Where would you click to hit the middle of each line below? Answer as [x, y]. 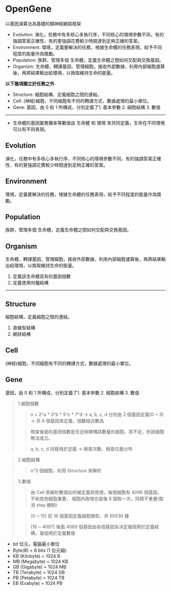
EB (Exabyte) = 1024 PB [37, 583]
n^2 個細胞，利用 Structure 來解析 [66, 471]
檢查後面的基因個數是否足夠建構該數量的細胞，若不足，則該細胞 [97, 431]
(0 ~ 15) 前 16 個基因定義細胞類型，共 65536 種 [80, 515]
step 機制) [47, 505]
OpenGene [28, 9]
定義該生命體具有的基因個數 [42, 277]
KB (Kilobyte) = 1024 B [36, 556]
